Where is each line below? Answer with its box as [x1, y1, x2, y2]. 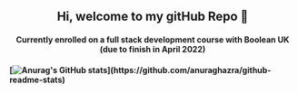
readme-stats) [9, 74, 65, 85]
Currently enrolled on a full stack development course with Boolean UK [15, 33, 290, 45]
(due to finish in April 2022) [99, 43, 206, 54]
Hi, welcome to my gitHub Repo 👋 [56, 9, 249, 24]
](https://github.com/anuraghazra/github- [107, 64, 272, 75]
